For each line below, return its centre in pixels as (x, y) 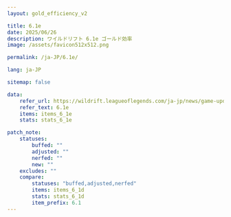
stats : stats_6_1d (58, 196)
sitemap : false (29, 82)
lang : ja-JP (24, 70)
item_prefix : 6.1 (56, 203)
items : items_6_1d (58, 190)
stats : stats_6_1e (46, 120)
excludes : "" (38, 171)
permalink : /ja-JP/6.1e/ (43, 58)
